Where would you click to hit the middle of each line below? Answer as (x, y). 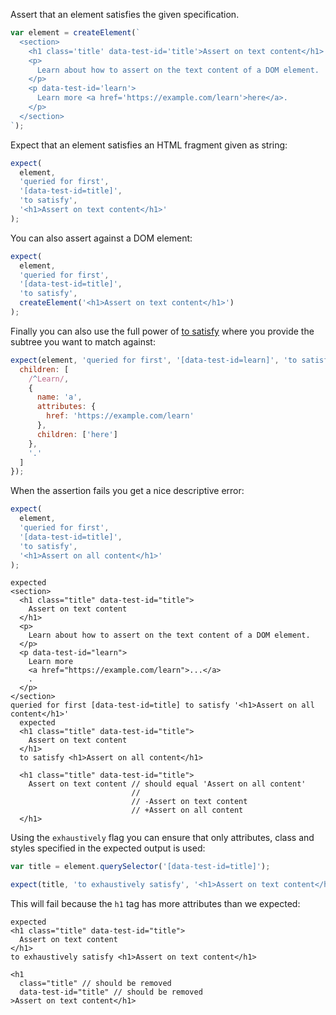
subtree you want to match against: (83, 341)
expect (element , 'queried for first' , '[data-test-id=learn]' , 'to (154, 360)
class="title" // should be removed (95, 984)
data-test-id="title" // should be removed (111, 992)
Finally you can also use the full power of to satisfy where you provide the (162, 331)
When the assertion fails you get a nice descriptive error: (127, 491)
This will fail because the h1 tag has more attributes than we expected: (155, 904)
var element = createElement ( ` (75, 33)
